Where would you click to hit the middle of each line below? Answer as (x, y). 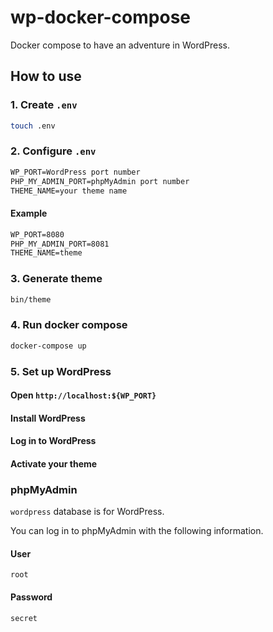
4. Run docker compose (69, 325)
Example (29, 213)
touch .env (33, 126)
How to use (46, 76)
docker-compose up (48, 346)
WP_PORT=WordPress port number (75, 172)
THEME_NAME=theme (46, 253)
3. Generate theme (56, 279)
